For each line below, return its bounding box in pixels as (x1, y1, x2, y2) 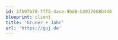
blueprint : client (5, 14, 51, 20)
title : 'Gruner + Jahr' (5, 19, 65, 25)
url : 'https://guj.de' (5, 25, 62, 31)
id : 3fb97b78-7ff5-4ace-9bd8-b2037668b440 (5, 8, 112, 15)
